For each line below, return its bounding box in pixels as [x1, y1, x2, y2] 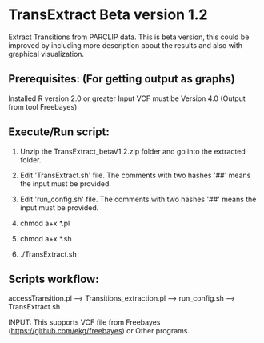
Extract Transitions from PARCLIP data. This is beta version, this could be [8, 32, 250, 42]
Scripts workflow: [8, 272, 99, 285]
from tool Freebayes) [8, 102, 78, 111]
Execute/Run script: [8, 126, 110, 139]
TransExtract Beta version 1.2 [8, 6, 208, 24]
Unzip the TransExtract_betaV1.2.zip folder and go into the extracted [19, 146, 246, 156]
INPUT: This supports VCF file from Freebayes [8, 317, 161, 327]
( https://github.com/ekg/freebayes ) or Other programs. [8, 326, 190, 336]
